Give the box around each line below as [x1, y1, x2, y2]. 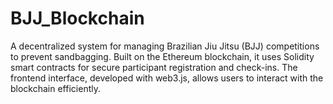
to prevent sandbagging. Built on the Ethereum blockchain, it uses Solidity [10, 50, 315, 62]
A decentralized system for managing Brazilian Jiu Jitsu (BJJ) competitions [10, 40, 320, 52]
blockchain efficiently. [10, 82, 101, 94]
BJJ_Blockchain [10, 7, 145, 30]
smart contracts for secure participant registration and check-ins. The [10, 61, 298, 73]
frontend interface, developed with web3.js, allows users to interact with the [10, 72, 324, 84]
